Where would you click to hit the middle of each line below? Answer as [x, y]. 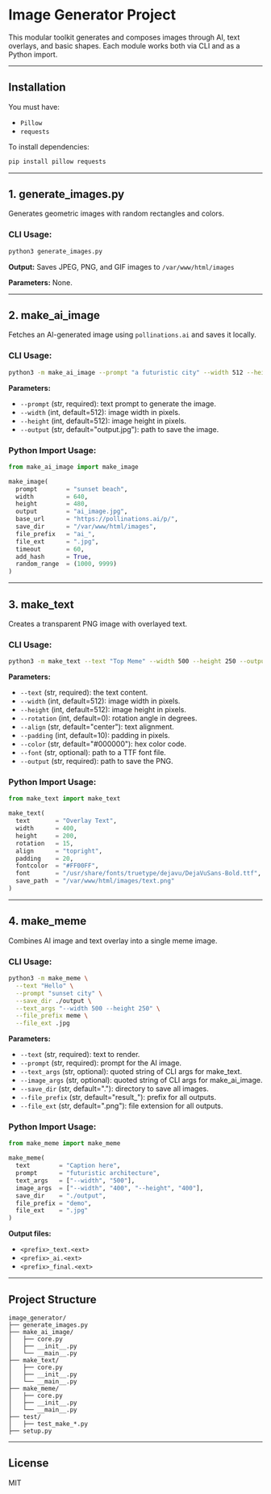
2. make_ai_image [54, 315]
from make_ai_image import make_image [73, 467]
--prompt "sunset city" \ [59, 993]
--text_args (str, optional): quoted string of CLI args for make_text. [131, 1072]
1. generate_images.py [67, 194]
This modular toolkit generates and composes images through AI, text [124, 37]
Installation [37, 88]
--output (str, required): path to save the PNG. [96, 762]
